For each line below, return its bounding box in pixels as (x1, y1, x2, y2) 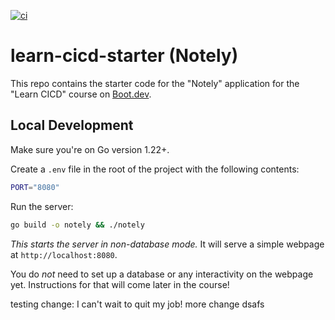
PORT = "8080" (10, 182, 60, 192)
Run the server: (10, 200, 74, 212)
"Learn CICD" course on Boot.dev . (10, 88, 152, 100)
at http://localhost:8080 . (10, 248, 118, 260)
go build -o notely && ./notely (10, 220, 145, 230)
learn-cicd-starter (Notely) (10, 45, 239, 67)
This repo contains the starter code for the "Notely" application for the (10, 77, 300, 89)
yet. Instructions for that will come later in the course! (10, 278, 230, 290)
